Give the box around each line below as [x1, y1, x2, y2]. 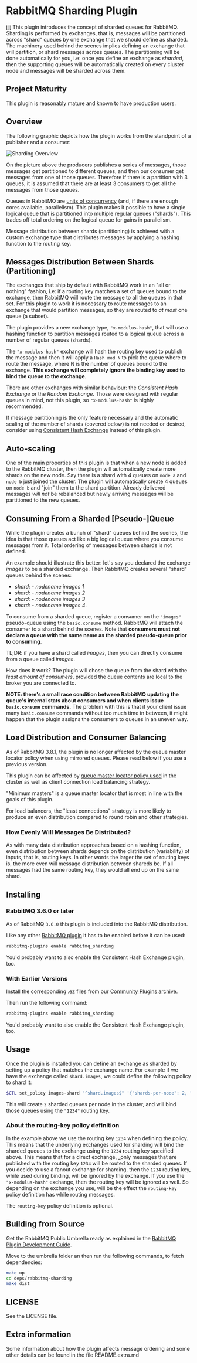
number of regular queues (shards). [6, 336, 93, 344]
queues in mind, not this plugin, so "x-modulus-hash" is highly [6, 397, 154, 404]
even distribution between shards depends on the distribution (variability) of [6, 848, 190, 855]
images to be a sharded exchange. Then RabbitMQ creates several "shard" [6, 566, 188, 572]
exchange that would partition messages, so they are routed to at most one [6, 307, 188, 314]
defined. [6, 548, 26, 555]
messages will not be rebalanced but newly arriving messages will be [6, 491, 174, 498]
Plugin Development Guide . [6, 1241, 72, 1248]
